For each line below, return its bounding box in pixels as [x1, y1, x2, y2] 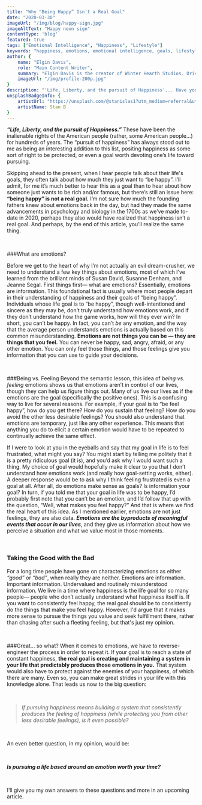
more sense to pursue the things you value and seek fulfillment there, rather [7, 612, 194, 620]
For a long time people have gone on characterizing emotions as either [7, 567, 182, 575]
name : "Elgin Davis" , [17, 59, 71, 65]
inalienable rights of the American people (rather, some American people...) [7, 132, 194, 140]
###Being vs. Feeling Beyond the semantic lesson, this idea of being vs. [7, 375, 185, 382]
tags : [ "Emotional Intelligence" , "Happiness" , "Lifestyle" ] [7, 43, 163, 49]
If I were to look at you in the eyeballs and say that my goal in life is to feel [7, 444, 189, 451]
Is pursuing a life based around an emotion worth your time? [7, 763, 161, 770]
